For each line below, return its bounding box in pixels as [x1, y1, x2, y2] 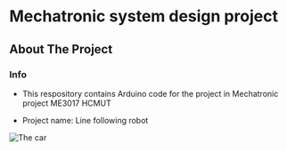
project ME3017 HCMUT [21, 98, 111, 108]
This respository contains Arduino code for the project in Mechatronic [21, 88, 279, 99]
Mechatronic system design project [9, 6, 279, 27]
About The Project [9, 42, 113, 57]
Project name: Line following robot [21, 115, 149, 125]
